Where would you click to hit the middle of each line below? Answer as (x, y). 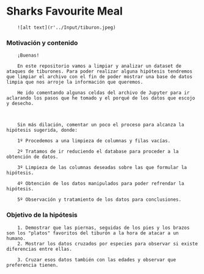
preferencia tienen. (33, 265)
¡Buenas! (28, 56)
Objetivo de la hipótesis (42, 215)
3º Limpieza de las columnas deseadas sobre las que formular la (102, 168)
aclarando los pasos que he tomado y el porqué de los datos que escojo (101, 98)
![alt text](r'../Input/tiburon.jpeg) (67, 27)
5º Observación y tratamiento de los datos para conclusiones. (100, 200)
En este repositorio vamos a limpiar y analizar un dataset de (100, 66)
